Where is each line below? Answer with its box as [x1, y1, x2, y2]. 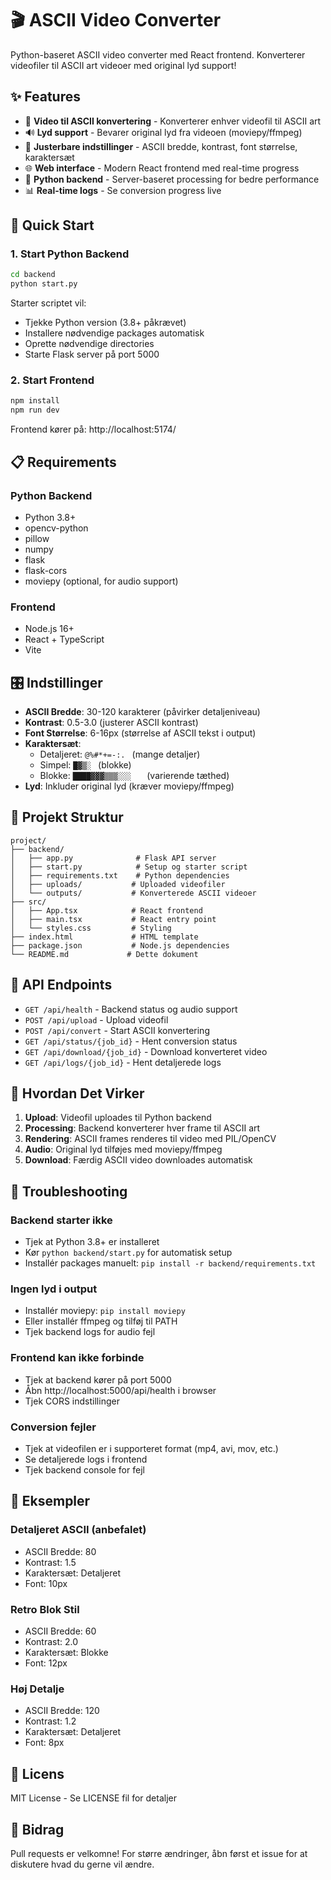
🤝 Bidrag [10, 1821, 65, 1838]
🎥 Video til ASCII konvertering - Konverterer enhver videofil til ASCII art [24, 115, 322, 127]
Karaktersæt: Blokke [24, 1647, 109, 1659]
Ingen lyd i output [10, 1282, 98, 1296]
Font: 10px [24, 1577, 68, 1589]
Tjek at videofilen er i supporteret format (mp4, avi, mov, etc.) [24, 1443, 279, 1455]
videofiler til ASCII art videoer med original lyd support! [10, 59, 237, 71]
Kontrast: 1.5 [24, 1556, 77, 1568]
